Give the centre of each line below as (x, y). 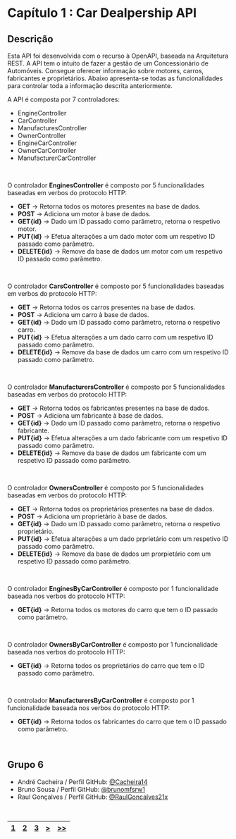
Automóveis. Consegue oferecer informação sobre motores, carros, (106, 71)
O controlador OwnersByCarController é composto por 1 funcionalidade (113, 645)
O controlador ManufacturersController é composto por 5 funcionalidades (116, 387)
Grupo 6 (26, 765)
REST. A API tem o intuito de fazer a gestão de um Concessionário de (108, 63)
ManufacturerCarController (57, 158)
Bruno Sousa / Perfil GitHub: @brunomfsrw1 (81, 789)
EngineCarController (47, 143)
